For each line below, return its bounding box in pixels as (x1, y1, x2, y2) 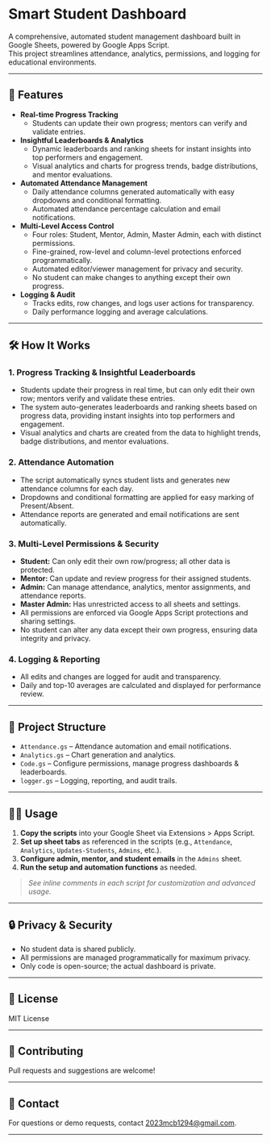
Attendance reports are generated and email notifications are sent (19, 509, 240, 519)
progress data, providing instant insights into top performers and (19, 411, 236, 420)
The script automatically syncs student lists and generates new (19, 475, 231, 485)
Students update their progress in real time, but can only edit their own (19, 385, 256, 395)
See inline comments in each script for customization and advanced (27, 878, 256, 887)
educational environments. (8, 57, 97, 67)
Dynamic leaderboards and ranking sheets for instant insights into (31, 144, 252, 153)
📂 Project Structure (8, 720, 106, 734)
